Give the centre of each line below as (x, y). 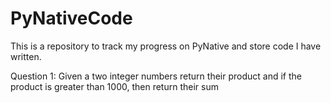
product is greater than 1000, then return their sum (114, 86)
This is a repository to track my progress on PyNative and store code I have (166, 46)
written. (26, 56)
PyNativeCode (71, 18)
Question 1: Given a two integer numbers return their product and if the (156, 76)
